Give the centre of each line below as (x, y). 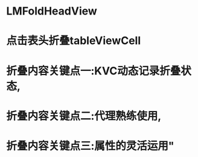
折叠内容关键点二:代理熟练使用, (84, 116)
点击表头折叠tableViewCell (74, 41)
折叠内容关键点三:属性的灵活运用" (90, 146)
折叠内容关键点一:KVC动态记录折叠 (94, 71)
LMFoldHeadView (52, 11)
